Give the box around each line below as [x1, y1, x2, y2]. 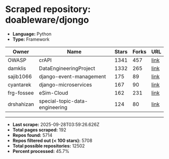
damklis [8, 64, 26, 71]
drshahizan [8, 101, 34, 108]
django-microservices [39, 81, 92, 88]
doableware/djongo [5, 14, 89, 26]
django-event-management [39, 73, 106, 80]
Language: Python [12, 31, 52, 37]
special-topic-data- [39, 97, 88, 104]
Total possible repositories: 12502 [12, 142, 85, 149]
